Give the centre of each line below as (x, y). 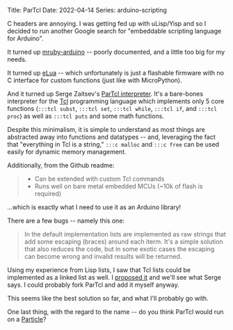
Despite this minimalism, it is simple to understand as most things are (106, 129)
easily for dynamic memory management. (67, 152)
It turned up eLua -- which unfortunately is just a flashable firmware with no (116, 73)
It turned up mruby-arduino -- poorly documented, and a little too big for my (116, 52)
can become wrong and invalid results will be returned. (103, 256)
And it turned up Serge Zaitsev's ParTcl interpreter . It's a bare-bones (105, 94)
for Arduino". (25, 38)
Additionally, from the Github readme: (61, 165)
